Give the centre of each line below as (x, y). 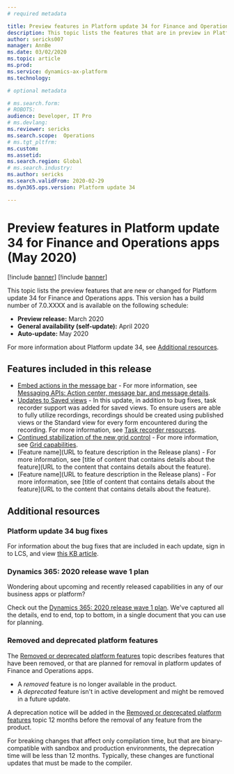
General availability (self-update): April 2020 (83, 326)
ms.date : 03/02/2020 (37, 52)
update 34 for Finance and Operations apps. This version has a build (106, 297)
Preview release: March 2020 (61, 318)
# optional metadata (37, 91)
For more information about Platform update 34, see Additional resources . (113, 347)
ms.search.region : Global (45, 162)
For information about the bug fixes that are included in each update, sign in (116, 546)
